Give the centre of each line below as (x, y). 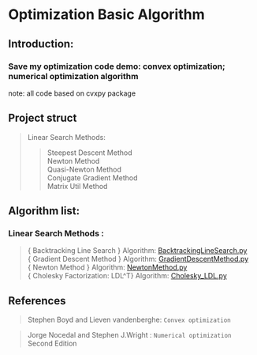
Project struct (43, 118)
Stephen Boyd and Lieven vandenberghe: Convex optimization (129, 320)
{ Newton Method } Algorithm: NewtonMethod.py (107, 267)
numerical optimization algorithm (73, 76)
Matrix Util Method (77, 186)
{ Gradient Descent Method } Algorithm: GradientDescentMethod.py (138, 259)
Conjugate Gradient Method (92, 177)
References (37, 301)
